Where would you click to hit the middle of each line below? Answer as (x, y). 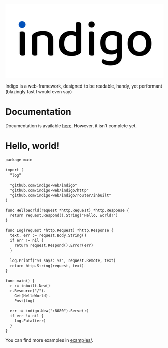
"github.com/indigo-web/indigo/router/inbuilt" (61, 195)
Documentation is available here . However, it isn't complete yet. (71, 126)
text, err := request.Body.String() (48, 236)
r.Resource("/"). (28, 291)
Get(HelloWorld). (32, 296)
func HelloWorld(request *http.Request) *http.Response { (67, 210)
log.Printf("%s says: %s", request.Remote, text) (63, 261)
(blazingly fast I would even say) (39, 92)
